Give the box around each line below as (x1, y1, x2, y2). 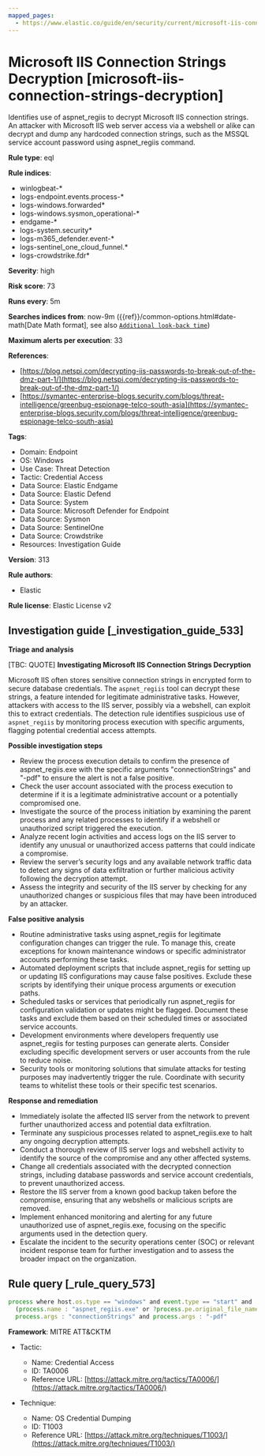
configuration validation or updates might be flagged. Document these (19, 1005, 248, 1015)
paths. (19, 988, 41, 998)
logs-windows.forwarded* (19, 201, 105, 210)
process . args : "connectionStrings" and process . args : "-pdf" (15, 1312, 228, 1320)
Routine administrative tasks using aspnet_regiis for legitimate (19, 930, 222, 939)
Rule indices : (8, 168, 51, 178)
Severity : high (8, 266, 55, 276)
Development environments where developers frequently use (19, 1030, 219, 1040)
